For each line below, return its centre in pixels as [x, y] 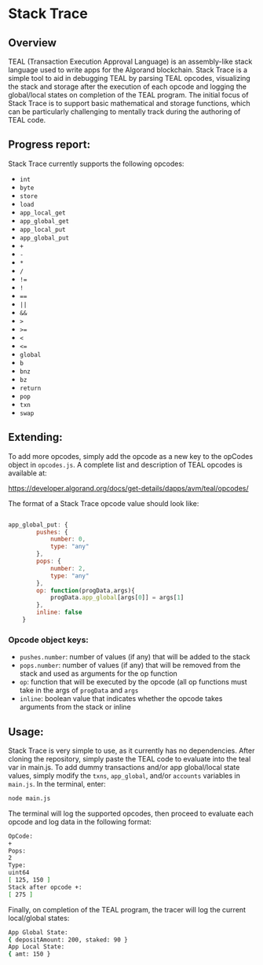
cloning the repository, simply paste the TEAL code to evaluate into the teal [130, 758]
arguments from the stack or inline [75, 707]
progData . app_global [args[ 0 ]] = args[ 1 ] [117, 598]
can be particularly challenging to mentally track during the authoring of [124, 112]
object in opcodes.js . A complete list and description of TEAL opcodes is [126, 464]
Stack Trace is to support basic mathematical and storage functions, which [129, 103]
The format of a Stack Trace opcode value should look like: [104, 503]
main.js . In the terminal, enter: [57, 783]
